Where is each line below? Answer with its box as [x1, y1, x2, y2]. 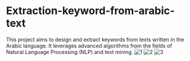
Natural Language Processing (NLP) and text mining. [6, 48, 133, 55]
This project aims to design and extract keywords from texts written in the [6, 36, 185, 43]
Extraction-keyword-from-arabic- [6, 4, 175, 18]
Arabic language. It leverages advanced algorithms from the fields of [6, 42, 172, 49]
